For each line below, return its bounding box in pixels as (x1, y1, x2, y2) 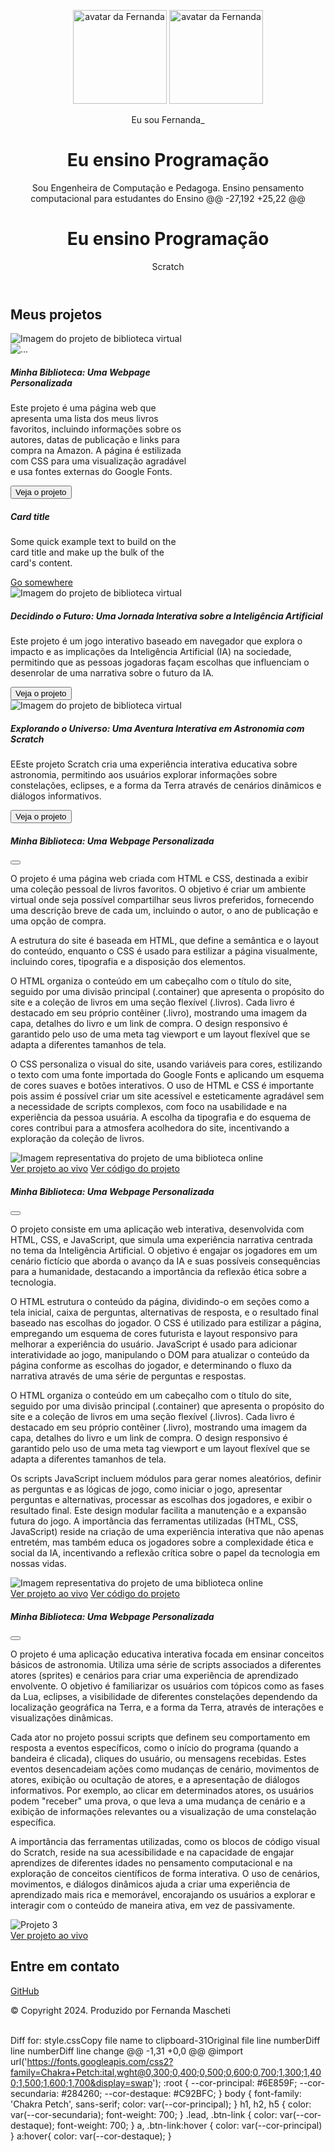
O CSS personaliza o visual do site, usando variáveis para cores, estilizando (10, 1058, 323, 1070)
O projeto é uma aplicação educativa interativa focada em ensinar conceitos (10, 1648, 325, 1660)
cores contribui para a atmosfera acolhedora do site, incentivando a (10, 1122, 290, 1134)
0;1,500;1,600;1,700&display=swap (10, 2076, 153, 2089)
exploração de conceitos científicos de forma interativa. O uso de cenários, (10, 1868, 321, 1880)
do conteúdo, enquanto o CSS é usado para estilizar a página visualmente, (10, 945, 318, 957)
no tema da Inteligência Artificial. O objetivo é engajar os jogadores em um (10, 1245, 318, 1257)
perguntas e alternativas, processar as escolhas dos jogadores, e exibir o (10, 1494, 313, 1506)
